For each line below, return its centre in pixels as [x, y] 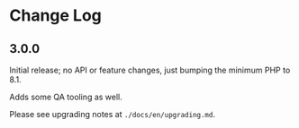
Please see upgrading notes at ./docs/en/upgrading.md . [113, 114]
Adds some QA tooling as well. [66, 97]
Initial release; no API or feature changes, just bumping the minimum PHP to [150, 70]
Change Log [55, 16]
